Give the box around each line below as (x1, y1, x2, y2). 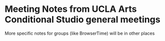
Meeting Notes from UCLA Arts (5, 3, 137, 15)
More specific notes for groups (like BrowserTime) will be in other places (5, 30, 155, 36)
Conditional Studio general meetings (5, 14, 161, 25)
